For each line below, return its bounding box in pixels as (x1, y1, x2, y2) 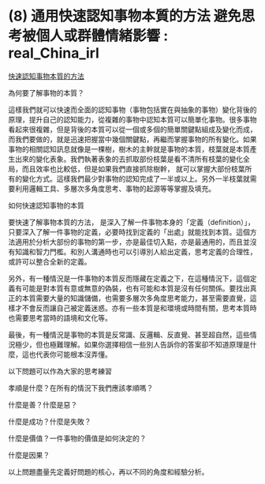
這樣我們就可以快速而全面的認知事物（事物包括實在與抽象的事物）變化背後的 (8, 104, 257, 114)
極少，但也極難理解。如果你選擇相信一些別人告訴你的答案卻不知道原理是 (14, 340, 250, 349)
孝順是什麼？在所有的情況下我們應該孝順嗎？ (8, 383, 154, 392)
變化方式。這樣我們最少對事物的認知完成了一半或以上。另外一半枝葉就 (21, 174, 250, 183)
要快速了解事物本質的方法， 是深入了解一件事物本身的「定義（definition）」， (8, 217, 255, 227)
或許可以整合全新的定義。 (8, 257, 91, 266)
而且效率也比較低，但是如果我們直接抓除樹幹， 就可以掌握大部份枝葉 (21, 163, 245, 174)
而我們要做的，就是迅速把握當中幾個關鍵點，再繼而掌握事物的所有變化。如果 (8, 134, 257, 144)
